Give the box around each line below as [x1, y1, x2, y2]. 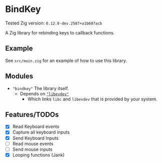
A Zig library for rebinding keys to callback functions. [5, 29, 115, 35]
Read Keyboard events [12, 123, 60, 129]
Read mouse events [12, 140, 54, 146]
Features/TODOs [5, 110, 59, 118]
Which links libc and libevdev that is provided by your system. [27, 96, 157, 102]
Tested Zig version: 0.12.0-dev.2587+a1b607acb [5, 20, 102, 26]
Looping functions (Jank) [12, 151, 65, 158]
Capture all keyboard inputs [12, 129, 70, 135]
